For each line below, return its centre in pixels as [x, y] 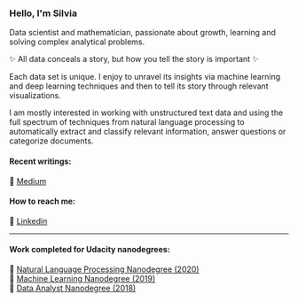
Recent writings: [40, 161]
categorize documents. [51, 141]
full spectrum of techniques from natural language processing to [127, 122]
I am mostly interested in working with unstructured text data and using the [146, 112]
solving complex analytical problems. [77, 42]
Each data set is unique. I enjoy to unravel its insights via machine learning [145, 77]
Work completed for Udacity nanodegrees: [90, 250]
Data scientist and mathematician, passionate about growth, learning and [143, 33]
